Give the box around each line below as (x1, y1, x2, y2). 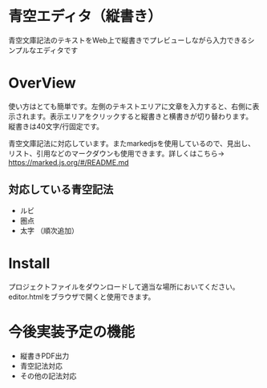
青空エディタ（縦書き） (8, 7, 163, 26)
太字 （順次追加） (19, 225, 79, 235)
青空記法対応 (19, 361, 63, 370)
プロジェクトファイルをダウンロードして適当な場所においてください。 (8, 281, 240, 291)
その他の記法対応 (19, 370, 77, 381)
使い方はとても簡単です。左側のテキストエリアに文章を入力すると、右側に (8, 101, 253, 111)
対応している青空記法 (8, 183, 114, 196)
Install (8, 254, 51, 273)
